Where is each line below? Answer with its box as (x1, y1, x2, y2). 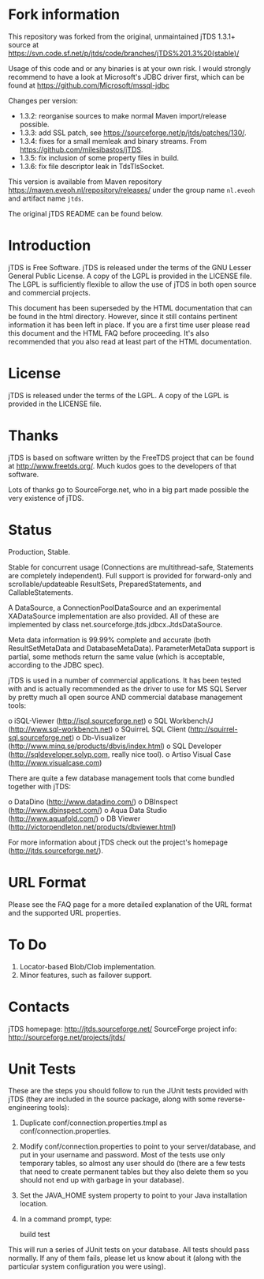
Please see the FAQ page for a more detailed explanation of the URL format (8, 899, 252, 909)
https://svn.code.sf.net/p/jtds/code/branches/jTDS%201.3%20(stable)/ (8, 48, 240, 58)
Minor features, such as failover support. (19, 970, 152, 980)
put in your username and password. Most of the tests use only (19, 1150, 226, 1160)
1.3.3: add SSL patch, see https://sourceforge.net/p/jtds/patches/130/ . (19, 128, 247, 137)
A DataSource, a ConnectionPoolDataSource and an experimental (8, 603, 221, 612)
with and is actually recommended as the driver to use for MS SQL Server (8, 683, 247, 693)
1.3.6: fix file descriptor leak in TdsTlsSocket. (19, 161, 165, 171)
